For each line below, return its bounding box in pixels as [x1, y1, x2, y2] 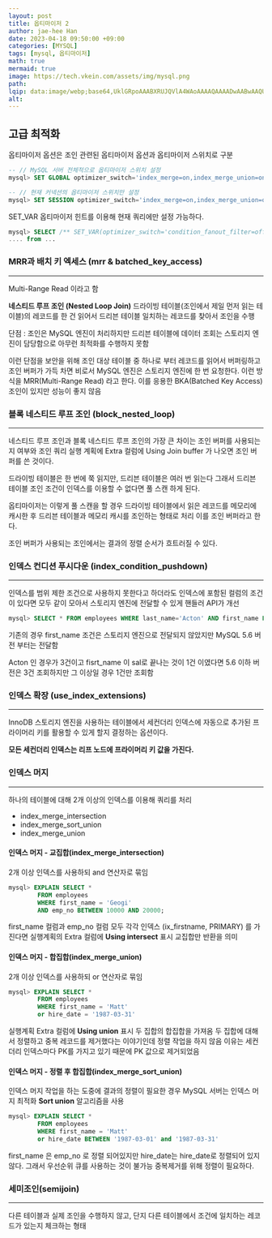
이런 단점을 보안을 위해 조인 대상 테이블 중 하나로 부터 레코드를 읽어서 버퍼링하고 [8, 355, 261, 365]
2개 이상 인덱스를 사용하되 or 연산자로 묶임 [8, 971, 143, 982]
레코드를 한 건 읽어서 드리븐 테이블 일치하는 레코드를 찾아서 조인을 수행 [32, 311, 255, 320]
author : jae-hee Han [8, 27, 79, 35]
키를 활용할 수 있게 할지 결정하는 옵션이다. [36, 728, 168, 737]
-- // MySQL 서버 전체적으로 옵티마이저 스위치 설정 [8, 166, 161, 174]
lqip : [8, 87, 27, 96]
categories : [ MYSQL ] [8, 42, 79, 50]
